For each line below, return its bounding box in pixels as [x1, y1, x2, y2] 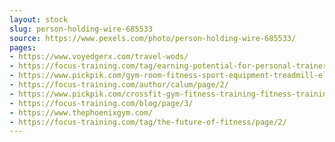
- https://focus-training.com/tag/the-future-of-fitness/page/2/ [9, 117, 287, 127]
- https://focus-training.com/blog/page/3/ [9, 98, 194, 108]
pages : [9, 42, 37, 53]
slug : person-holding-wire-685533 [9, 24, 154, 34]
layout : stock [9, 14, 69, 25]
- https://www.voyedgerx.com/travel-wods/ [9, 52, 189, 62]
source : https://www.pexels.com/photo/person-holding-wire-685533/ [9, 33, 297, 43]
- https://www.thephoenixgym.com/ [9, 107, 154, 118]
